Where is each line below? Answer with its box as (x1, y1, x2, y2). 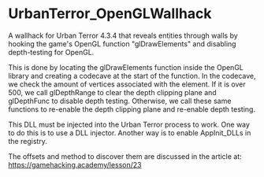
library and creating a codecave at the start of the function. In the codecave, (8, 71, 256, 80)
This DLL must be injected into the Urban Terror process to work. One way (8, 120, 251, 129)
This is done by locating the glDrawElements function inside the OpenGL (8, 62, 244, 72)
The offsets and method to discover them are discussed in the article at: (8, 151, 242, 161)
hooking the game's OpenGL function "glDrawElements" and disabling (8, 39, 236, 48)
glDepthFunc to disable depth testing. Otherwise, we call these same (8, 96, 232, 105)
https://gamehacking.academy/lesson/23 (8, 160, 142, 169)
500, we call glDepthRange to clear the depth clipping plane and (8, 87, 217, 97)
